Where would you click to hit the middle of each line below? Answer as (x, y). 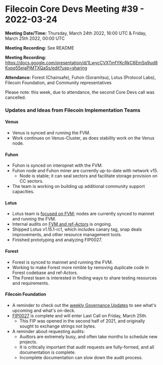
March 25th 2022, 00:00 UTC (35, 38)
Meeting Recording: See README (40, 48)
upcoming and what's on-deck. (44, 310)
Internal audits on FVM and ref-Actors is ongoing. (62, 224)
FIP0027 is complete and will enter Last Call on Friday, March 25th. (80, 315)
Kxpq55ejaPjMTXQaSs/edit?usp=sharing (46, 68)
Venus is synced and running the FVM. (51, 133)
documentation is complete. (47, 352)
